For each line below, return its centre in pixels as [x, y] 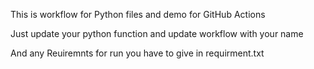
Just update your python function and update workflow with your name [157, 33]
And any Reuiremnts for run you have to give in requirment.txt [137, 53]
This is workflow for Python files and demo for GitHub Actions [138, 14]
